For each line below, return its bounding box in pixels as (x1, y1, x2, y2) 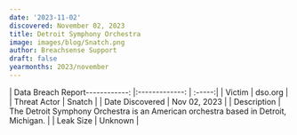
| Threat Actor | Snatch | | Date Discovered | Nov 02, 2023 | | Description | (9, 96, 282, 107)
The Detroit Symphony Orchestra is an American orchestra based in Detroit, (9, 106, 287, 116)
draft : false (9, 54, 58, 63)
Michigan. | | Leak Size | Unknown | (9, 115, 140, 125)
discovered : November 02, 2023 (9, 21, 125, 30)
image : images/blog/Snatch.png (9, 37, 125, 47)
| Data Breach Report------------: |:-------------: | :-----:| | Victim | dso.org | (9, 86, 289, 98)
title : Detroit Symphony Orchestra (9, 29, 141, 38)
